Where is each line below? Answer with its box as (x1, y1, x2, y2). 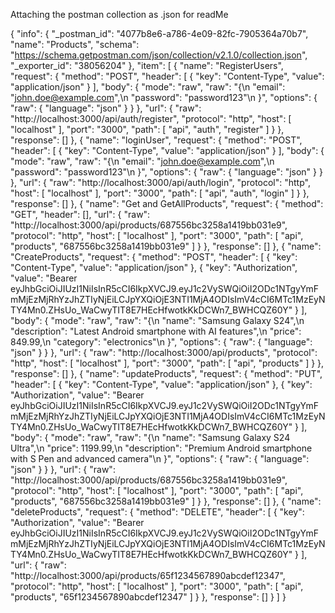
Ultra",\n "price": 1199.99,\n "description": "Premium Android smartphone (10, 442, 313, 454)
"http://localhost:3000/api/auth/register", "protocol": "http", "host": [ (10, 113, 292, 124)
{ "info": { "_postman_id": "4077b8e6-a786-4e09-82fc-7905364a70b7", (10, 28, 309, 39)
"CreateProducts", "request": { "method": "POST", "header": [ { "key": (10, 251, 298, 263)
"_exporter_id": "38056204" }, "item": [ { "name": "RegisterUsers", (10, 60, 284, 71)
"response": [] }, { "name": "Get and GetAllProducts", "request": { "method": (10, 198, 324, 209)
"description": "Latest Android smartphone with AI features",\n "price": (10, 325, 302, 337)
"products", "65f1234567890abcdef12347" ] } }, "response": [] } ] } (10, 591, 287, 603)
